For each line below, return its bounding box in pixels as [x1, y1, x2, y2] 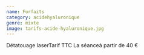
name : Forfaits [6, 8, 45, 15]
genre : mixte [6, 20, 39, 26]
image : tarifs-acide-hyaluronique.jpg [6, 25, 104, 32]
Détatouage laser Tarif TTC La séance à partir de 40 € [6, 42, 139, 49]
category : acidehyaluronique [6, 14, 80, 20]
